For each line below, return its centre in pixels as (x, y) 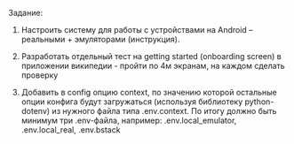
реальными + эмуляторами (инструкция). (100, 39)
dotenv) (36, 111)
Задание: (26, 13)
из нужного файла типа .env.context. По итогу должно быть (164, 111)
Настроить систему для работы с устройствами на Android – (137, 30)
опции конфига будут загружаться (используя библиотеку (132, 102)
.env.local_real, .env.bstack (71, 130)
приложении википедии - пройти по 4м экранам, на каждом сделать (153, 66)
